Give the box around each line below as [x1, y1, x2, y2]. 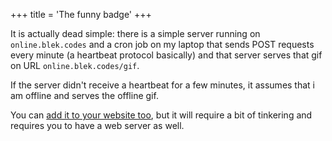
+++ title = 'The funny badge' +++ [10, 9, 152, 20]
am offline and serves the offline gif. [10, 90, 159, 101]
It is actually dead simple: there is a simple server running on [10, 28, 261, 39]
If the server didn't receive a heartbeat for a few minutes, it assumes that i [10, 79, 315, 91]
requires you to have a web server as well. [10, 120, 185, 131]
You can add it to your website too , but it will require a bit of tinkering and [10, 109, 313, 121]
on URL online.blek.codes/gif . [10, 60, 140, 71]
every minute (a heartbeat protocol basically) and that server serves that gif [10, 49, 323, 61]
